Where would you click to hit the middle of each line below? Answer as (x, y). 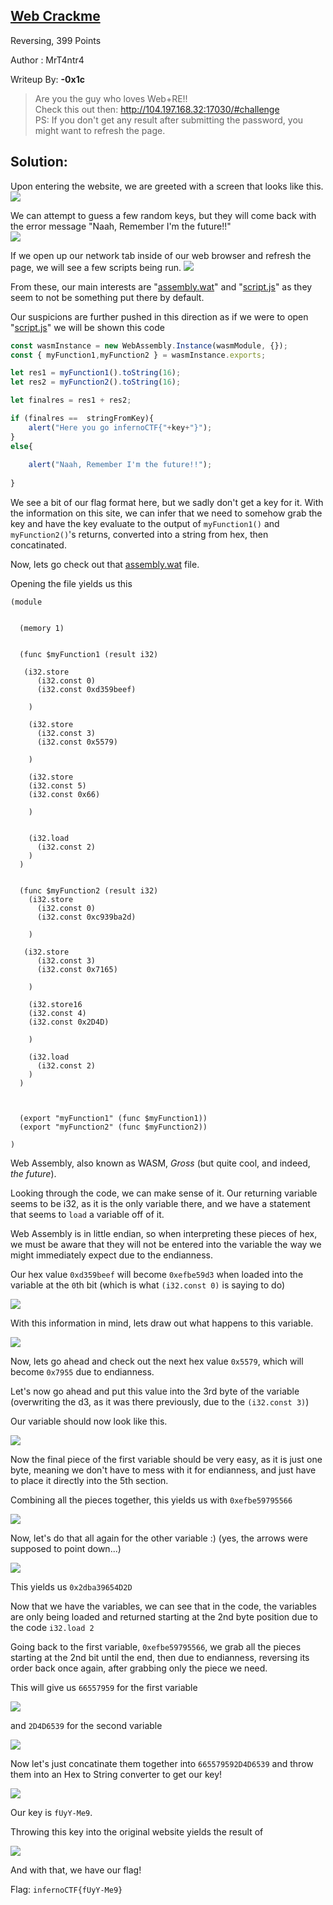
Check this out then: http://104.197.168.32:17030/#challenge (157, 109)
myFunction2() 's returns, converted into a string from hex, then (139, 534)
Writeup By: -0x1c (47, 79)
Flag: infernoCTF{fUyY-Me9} (66, 1889)
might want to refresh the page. (100, 130)
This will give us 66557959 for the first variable (104, 1687)
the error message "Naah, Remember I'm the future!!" (121, 226)
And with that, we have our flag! (76, 1870)
